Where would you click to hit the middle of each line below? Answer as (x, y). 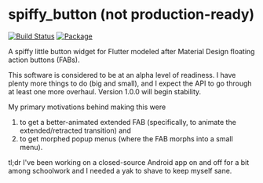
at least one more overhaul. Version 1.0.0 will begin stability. (105, 91)
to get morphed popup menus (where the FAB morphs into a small (126, 138)
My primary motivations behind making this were (87, 107)
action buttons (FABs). (44, 60)
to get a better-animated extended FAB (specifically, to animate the (128, 122)
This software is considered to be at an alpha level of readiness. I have (122, 75)
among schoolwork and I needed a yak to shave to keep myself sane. (120, 170)
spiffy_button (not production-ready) (131, 15)
